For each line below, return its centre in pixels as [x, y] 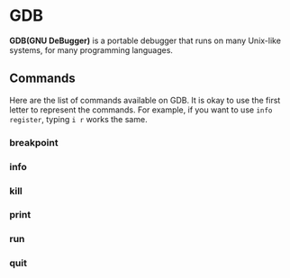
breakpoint [34, 142]
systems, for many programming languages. [91, 49]
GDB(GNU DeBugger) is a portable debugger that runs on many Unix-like [145, 40]
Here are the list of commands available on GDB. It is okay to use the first [145, 100]
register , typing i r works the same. [78, 119]
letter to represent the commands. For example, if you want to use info [141, 110]
